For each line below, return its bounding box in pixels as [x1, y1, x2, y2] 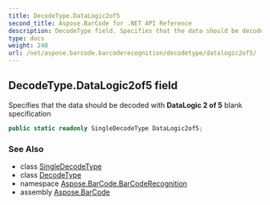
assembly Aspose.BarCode [19, 187, 110, 197]
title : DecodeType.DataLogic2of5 [8, 11, 121, 20]
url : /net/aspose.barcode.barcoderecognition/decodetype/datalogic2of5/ [8, 49, 257, 57]
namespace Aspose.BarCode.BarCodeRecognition [19, 178, 187, 188]
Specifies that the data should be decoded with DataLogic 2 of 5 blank [8, 100, 243, 109]
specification [8, 109, 51, 118]
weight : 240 [8, 42, 48, 50]
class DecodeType [19, 170, 82, 179]
